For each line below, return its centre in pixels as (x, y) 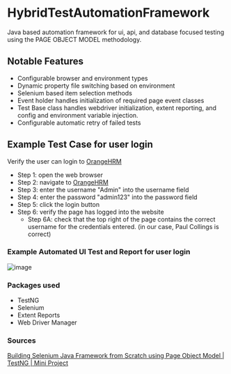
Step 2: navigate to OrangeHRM (63, 182)
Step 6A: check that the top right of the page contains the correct (121, 219)
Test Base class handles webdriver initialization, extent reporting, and (117, 108)
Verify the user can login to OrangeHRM (64, 161)
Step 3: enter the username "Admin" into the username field (103, 189)
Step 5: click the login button (58, 204)
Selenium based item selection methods (74, 93)
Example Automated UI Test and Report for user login (99, 252)
